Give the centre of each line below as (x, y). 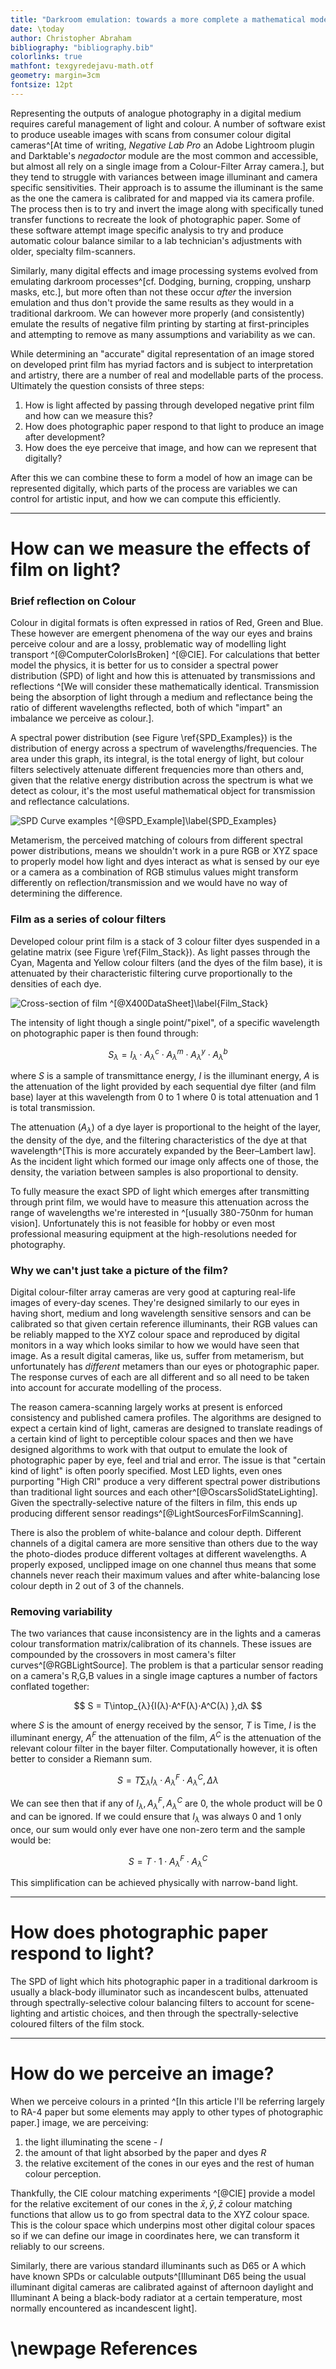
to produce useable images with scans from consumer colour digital (151, 134)
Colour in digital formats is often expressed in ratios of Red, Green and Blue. (167, 623)
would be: (31, 1840)
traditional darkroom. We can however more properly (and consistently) (157, 313)
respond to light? (82, 1953)
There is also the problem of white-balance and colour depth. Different (156, 1533)
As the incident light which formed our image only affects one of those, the (164, 1161)
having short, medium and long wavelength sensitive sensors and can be (161, 1313)
